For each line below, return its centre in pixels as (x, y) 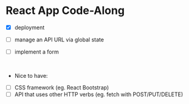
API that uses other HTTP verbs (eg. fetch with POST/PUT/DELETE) (99, 94)
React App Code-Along (65, 11)
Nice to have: (31, 76)
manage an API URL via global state (59, 40)
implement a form (36, 52)
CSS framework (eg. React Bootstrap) (62, 88)
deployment (29, 27)
